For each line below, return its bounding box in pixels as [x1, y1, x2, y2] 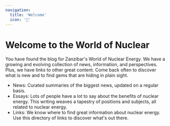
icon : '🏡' [10, 17, 31, 22]
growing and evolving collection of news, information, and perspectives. [5, 61, 158, 68]
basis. [12, 88, 26, 94]
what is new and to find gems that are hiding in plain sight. [5, 72, 129, 78]
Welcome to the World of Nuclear [5, 39, 150, 51]
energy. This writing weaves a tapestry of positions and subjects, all [12, 98, 156, 105]
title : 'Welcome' [10, 12, 47, 17]
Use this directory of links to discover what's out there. [12, 115, 129, 121]
